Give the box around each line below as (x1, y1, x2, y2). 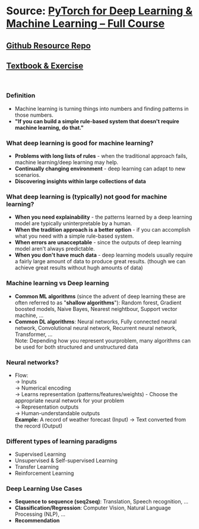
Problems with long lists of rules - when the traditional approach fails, (14, 152, 188, 159)
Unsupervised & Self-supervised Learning (14, 457, 118, 464)
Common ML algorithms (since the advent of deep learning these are (14, 292, 186, 300)
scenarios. (14, 171, 41, 178)
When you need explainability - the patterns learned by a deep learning (14, 213, 192, 221)
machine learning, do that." (14, 124, 84, 131)
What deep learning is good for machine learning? (6, 139, 154, 147)
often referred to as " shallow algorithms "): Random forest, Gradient (14, 299, 182, 306)
